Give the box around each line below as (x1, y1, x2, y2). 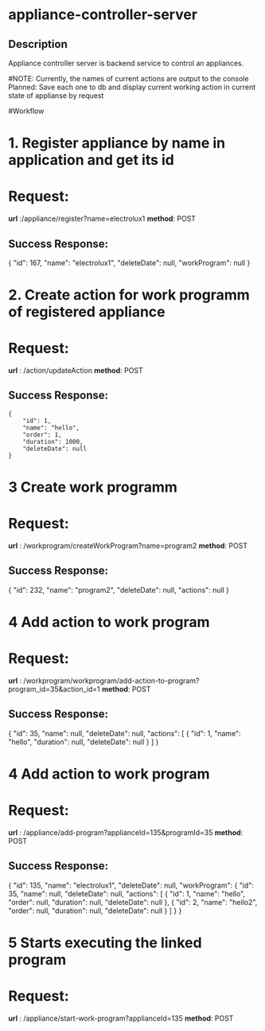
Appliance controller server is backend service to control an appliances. (8, 58, 244, 68)
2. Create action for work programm (8, 286, 251, 304)
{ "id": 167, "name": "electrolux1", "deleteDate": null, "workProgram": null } (8, 257, 251, 268)
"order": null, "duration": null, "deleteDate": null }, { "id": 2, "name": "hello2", (8, 897, 258, 907)
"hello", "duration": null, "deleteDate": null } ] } (8, 737, 159, 747)
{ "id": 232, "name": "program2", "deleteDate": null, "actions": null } (8, 585, 229, 594)
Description (8, 37, 68, 51)
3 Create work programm (8, 478, 177, 496)
